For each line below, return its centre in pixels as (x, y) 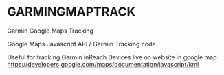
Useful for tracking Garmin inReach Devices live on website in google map (112, 57)
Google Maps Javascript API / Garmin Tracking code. (82, 44)
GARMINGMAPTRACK (71, 12)
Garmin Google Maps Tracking (51, 31)
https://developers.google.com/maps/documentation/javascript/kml (103, 64)
